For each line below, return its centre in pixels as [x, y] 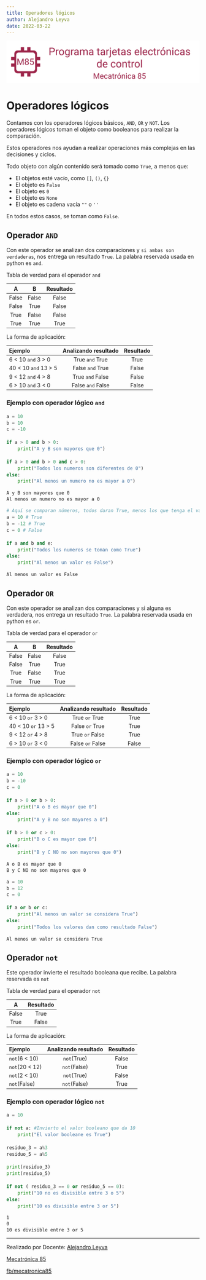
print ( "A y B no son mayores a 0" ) [63, 820]
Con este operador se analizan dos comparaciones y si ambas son [90, 250]
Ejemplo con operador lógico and [56, 403]
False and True [91, 368]
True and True [91, 360]
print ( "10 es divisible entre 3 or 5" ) [68, 1206]
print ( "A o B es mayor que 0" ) [57, 807]
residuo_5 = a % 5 [27, 1154]
